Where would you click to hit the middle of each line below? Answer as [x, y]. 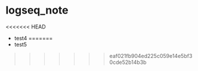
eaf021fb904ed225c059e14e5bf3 [151, 56]
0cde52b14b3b [128, 62]
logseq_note [37, 10]
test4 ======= [33, 38]
